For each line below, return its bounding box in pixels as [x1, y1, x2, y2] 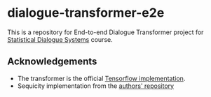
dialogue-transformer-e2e [7, 5, 165, 21]
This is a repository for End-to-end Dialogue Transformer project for [7, 28, 204, 36]
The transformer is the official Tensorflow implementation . [17, 74, 186, 82]
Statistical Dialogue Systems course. [7, 35, 114, 43]
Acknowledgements [7, 56, 97, 68]
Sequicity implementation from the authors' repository [17, 82, 174, 90]
